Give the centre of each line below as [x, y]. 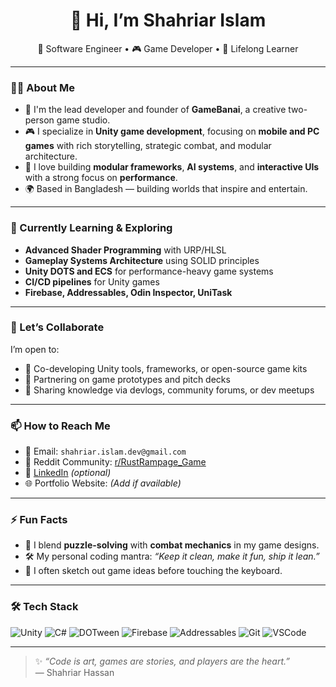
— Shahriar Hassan [74, 672]
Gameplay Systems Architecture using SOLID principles [142, 260]
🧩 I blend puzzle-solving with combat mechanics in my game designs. [172, 545]
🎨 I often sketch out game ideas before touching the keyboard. [153, 571]
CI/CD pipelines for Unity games [92, 281]
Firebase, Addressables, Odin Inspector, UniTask [128, 292]
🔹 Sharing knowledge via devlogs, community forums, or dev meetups [169, 390]
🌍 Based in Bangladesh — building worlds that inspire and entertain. [166, 189]
